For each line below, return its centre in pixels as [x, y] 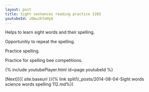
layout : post [18, 9]
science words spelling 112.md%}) [39, 84]
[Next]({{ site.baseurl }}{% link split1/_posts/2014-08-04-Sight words [75, 79]
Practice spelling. [22, 51]
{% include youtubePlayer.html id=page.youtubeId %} [59, 70]
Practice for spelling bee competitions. [44, 61]
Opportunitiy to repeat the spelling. [40, 42]
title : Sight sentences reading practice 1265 [53, 14]
